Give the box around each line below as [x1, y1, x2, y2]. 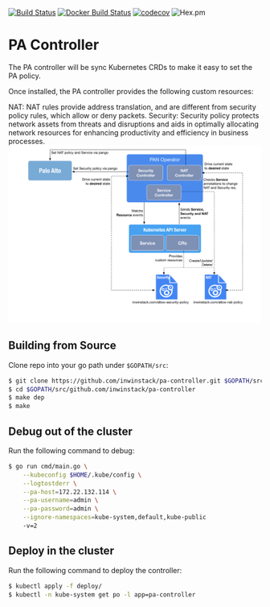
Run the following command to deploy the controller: [8, 565, 182, 575]
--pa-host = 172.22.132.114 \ [22, 488, 117, 496]
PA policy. [8, 71, 42, 81]
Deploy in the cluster [8, 544, 115, 558]
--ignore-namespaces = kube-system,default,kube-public [22, 514, 207, 522]
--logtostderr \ [22, 479, 78, 487]
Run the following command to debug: [8, 445, 135, 455]
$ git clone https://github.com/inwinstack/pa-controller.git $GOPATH [8, 377, 250, 385]
